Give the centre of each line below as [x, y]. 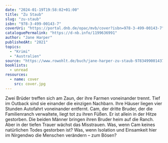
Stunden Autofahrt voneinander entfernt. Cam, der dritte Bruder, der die [79, 109]
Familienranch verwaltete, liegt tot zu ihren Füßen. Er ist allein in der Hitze [81, 114]
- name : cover [24, 79]
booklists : [16, 65]
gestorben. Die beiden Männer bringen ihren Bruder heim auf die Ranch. [79, 119]
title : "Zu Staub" [24, 14]
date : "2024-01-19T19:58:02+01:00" [42, 10]
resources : [16, 75]
